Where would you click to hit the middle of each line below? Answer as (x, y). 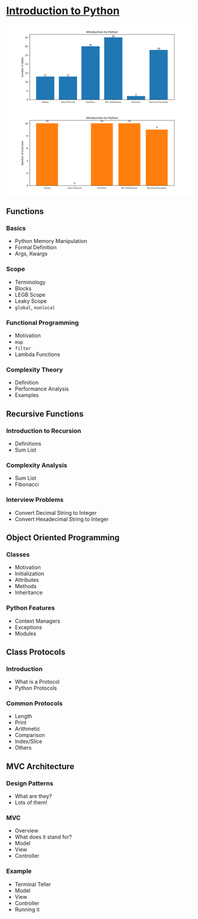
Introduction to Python (63, 11)
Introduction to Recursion (44, 431)
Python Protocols (36, 688)
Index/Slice (28, 741)
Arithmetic (27, 729)
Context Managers (37, 621)
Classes (18, 554)
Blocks (23, 288)
